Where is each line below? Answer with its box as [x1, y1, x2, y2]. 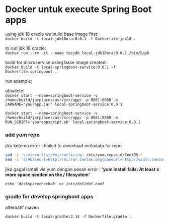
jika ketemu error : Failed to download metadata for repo [5, 143, 122, 149]
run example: [5, 78, 33, 84]
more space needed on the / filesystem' [5, 172, 91, 178]
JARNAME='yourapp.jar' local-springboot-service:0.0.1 [5, 102, 123, 107]
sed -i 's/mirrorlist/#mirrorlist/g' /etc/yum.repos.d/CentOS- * [5, 152, 143, 157]
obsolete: [5, 87, 25, 94]
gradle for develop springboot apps [5, 193, 94, 200]
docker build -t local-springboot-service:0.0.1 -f [5, 65, 116, 70]
